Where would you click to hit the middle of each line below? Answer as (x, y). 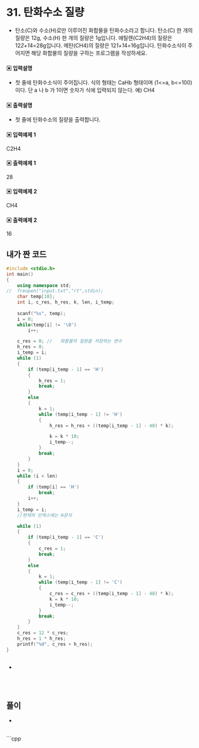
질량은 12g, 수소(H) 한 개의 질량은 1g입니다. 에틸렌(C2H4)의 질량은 (93, 37)
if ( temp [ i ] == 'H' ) (54, 487)
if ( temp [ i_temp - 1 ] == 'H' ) (66, 369)
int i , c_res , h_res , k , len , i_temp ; (66, 302)
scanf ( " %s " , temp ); (42, 313)
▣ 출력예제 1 (21, 163)
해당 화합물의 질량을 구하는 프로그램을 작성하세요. (89, 53)
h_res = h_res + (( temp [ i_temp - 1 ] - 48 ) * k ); (112, 426)
